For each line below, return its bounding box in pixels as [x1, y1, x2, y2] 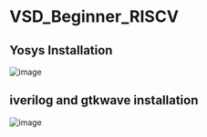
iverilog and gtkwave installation [9, 93, 199, 108]
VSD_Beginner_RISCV [9, 6, 180, 27]
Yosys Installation [9, 43, 113, 58]
